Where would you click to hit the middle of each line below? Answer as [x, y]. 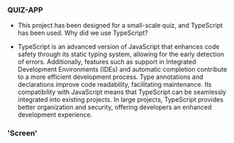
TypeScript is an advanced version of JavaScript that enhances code [118, 47]
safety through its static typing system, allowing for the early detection [121, 54]
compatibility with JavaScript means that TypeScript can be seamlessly [122, 92]
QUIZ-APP [26, 10]
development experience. [55, 115]
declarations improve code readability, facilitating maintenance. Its [115, 85]
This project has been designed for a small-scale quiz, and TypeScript [120, 26]
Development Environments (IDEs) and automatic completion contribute [122, 70]
